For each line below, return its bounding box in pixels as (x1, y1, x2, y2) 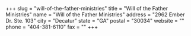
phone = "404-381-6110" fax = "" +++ (5, 23, 98, 30)
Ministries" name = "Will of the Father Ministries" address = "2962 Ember (5, 11, 185, 18)
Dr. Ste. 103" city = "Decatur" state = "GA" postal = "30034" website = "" (5, 17, 184, 24)
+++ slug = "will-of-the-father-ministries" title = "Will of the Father (5, 5, 168, 12)
